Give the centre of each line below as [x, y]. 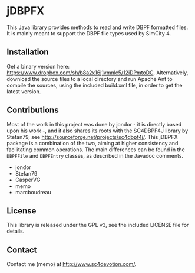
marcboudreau [33, 192]
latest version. [24, 91]
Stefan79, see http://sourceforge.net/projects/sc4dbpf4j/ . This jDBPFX [92, 136]
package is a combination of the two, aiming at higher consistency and [92, 143]
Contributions [33, 110]
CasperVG [28, 180]
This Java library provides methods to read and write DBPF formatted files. [97, 27]
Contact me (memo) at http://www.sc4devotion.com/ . [72, 264]
